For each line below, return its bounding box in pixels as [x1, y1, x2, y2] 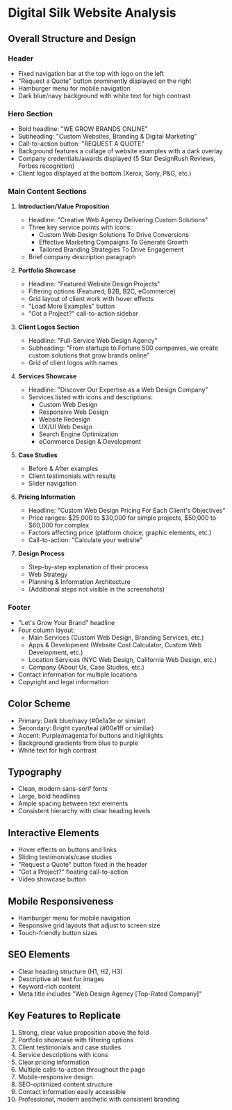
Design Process [17, 549, 65, 558]
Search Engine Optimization [38, 430, 119, 438]
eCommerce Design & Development [38, 438, 142, 446]
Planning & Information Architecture [28, 578, 131, 586]
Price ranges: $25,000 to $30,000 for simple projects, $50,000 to [28, 514, 217, 522]
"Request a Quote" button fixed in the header [17, 861, 148, 869]
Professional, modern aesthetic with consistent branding [17, 1095, 180, 1103]
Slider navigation [28, 479, 77, 488]
